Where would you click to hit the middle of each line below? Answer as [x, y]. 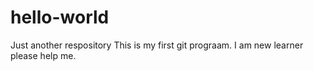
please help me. [43, 55]
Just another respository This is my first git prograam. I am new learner [157, 45]
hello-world [60, 17]
